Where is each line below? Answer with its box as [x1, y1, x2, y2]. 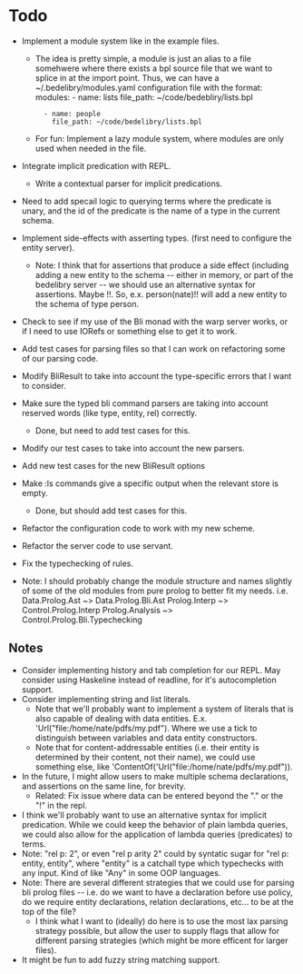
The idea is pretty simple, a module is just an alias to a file [34, 53, 251, 64]
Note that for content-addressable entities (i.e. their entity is [34, 741, 259, 752]
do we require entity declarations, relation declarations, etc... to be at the [21, 896, 294, 907]
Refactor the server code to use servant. [21, 540, 173, 551]
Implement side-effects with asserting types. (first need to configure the [21, 233, 292, 243]
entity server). [21, 242, 75, 253]
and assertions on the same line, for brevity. [21, 780, 187, 791]
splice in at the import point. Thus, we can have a [34, 72, 220, 83]
